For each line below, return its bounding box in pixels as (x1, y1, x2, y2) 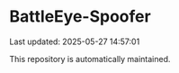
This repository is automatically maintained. (9, 53, 171, 64)
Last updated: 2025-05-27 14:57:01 (9, 36, 140, 47)
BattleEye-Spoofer (9, 6, 151, 27)
